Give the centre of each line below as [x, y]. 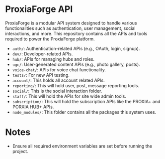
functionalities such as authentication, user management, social [70, 28]
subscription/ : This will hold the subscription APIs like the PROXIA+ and [86, 101]
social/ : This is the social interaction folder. [57, 91]
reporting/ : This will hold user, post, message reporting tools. [76, 85]
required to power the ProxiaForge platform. [50, 39]
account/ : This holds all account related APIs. [59, 80]
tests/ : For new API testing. [41, 75]
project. [20, 151]
